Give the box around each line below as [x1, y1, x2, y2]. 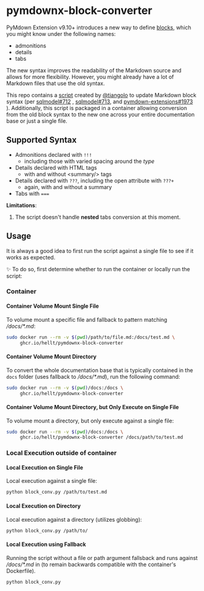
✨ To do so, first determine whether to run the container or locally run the [6, 265, 190, 272]
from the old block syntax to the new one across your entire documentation [6, 111, 195, 118]
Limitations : [6, 201, 37, 209]
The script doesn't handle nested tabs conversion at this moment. [15, 213, 181, 221]
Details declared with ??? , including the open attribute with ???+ [15, 177, 174, 184]
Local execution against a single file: [6, 477, 97, 485]
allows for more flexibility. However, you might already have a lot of [6, 73, 174, 80]
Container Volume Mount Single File [6, 302, 99, 310]
